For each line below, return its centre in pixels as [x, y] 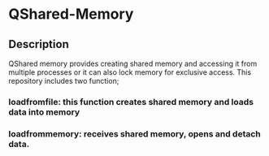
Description [39, 44]
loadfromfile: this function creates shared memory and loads [131, 102]
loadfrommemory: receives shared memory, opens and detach [135, 133]
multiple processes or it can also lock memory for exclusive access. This [130, 72]
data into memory [44, 112]
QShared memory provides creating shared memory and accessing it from [133, 63]
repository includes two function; [64, 81]
